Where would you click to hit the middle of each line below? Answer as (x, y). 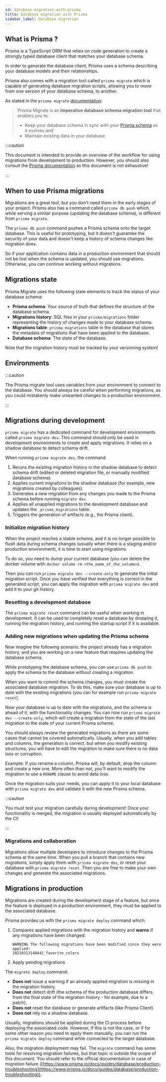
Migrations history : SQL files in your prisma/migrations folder (76, 317)
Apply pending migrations (39, 963)
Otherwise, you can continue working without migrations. (64, 264)
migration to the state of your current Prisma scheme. (60, 723)
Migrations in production (44, 888)
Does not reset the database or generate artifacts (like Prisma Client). (83, 1008)
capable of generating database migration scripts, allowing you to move (79, 86)
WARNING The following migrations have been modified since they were (87, 945)
